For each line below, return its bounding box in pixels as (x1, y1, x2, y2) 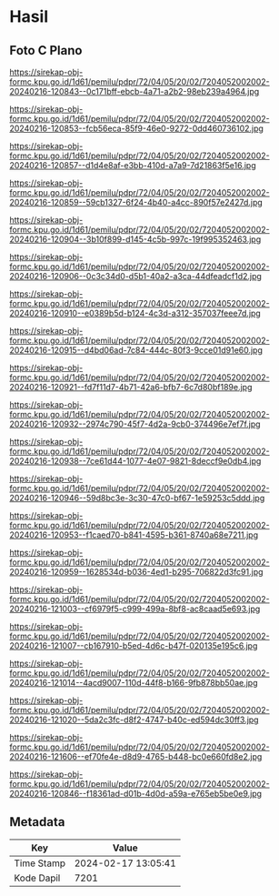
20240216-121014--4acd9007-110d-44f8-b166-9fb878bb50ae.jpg (9, 678, 258, 688)
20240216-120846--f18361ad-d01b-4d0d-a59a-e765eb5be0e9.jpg (9, 789, 262, 799)
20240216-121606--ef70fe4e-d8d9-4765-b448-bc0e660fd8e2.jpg (9, 751, 263, 761)
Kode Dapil (14, 871, 61, 884)
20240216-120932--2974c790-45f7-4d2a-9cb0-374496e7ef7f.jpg (9, 418, 261, 429)
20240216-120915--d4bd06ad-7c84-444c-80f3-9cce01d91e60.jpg (9, 345, 264, 356)
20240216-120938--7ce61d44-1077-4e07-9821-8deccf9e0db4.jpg (9, 456, 262, 466)
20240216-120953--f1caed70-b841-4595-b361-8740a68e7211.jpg (9, 529, 259, 540)
